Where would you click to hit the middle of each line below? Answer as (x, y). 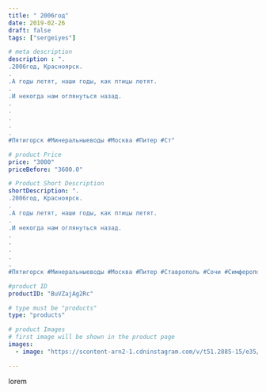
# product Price (35, 154)
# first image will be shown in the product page (92, 337)
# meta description (40, 52)
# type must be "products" (53, 308)
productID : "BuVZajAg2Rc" (51, 294)
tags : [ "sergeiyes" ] (42, 38)
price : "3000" (32, 162)
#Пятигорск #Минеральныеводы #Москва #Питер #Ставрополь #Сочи (115, 272)
